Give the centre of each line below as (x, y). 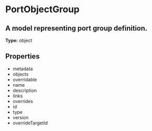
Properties (23, 56)
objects (21, 74)
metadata (23, 69)
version (21, 117)
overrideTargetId (30, 123)
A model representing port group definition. (76, 28)
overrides (23, 101)
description (25, 90)
